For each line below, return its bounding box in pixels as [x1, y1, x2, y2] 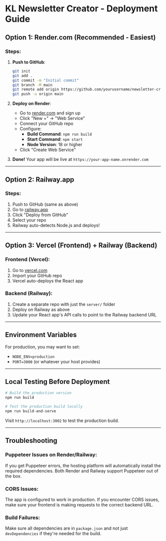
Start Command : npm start [27, 136, 83, 142]
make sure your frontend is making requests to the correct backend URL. [5, 502, 154, 507]
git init [12, 69, 31, 74]
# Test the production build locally [5, 404, 83, 409]
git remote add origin [12, 87, 59, 92]
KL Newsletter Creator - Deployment [5, 3, 158, 14]
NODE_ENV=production [12, 354, 55, 359]
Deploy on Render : [12, 101, 51, 107]
